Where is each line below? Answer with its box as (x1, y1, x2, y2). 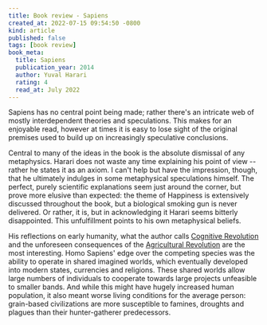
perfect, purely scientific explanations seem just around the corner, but (8, 182, 241, 192)
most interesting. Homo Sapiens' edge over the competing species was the (8, 249, 255, 258)
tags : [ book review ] (8, 41, 77, 49)
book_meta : (8, 49, 45, 57)
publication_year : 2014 (15, 64, 94, 72)
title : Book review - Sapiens (8, 11, 109, 20)
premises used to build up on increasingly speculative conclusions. (8, 133, 229, 143)
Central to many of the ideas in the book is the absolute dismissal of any (8, 148, 245, 158)
